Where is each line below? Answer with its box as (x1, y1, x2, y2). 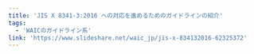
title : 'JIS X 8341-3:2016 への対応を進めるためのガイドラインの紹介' (8, 11, 224, 20)
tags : (8, 19, 26, 27)
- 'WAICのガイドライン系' (15, 26, 92, 34)
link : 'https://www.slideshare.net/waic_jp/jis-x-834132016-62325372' (8, 33, 248, 42)
